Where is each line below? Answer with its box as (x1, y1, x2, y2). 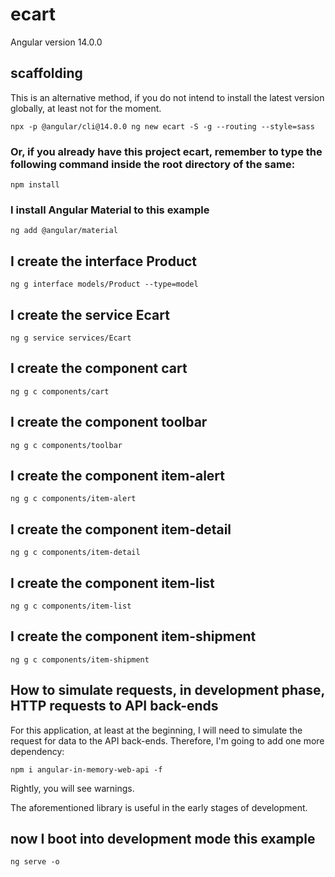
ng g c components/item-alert (10, 494, 137, 504)
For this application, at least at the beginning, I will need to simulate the (10, 724, 303, 736)
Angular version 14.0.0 (10, 36, 103, 48)
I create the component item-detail (10, 521, 232, 538)
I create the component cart (10, 360, 188, 377)
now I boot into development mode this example (10, 831, 316, 848)
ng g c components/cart (10, 386, 110, 397)
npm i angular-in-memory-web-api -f (10, 764, 163, 775)
